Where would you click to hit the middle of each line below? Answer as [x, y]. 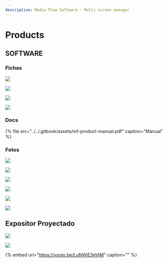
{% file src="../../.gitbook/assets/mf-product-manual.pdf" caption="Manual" [84, 131]
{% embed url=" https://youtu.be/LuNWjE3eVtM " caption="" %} [71, 255]
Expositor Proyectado [40, 224]
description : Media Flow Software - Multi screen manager [67, 10]
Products [25, 35]
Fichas [14, 68]
